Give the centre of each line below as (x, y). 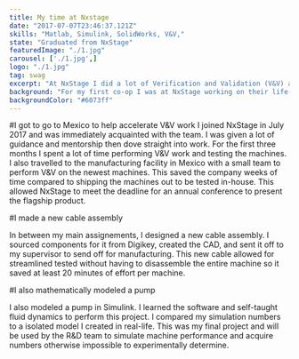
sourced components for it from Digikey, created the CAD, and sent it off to (147, 244)
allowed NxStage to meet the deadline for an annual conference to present (146, 191)
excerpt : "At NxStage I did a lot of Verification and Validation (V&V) (147, 84)
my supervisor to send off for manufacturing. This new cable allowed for (142, 254)
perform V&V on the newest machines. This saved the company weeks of (143, 172)
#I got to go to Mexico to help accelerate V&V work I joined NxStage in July (147, 125)
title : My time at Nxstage (59, 17)
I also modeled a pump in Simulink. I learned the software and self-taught (144, 307)
